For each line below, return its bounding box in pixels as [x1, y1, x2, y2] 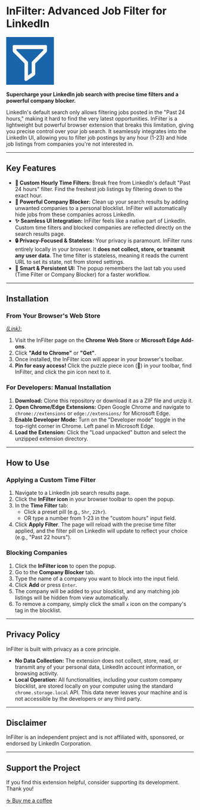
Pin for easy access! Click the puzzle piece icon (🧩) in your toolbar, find [14, 362, 192, 369]
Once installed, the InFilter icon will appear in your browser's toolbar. [14, 356, 184, 363]
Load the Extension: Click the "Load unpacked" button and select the [14, 429, 186, 436]
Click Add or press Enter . [14, 581, 77, 589]
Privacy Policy [6, 630, 61, 640]
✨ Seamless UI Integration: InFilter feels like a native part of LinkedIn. [14, 217, 186, 224]
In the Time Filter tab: [14, 502, 68, 509]
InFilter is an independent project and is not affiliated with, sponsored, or [6, 734, 185, 741]
